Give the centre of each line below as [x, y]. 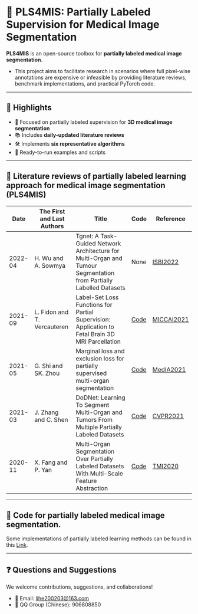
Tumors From [94, 419]
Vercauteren [52, 327]
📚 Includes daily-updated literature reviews [70, 134]
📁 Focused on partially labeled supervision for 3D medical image [93, 122]
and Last [52, 219]
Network [109, 243]
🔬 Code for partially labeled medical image [85, 515]
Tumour [86, 265]
